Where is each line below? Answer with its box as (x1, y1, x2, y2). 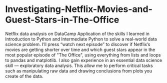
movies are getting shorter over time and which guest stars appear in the (5, 46, 155, 52)
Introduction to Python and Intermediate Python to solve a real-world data (5, 36, 157, 42)
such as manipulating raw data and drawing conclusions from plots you (5, 67, 152, 73)
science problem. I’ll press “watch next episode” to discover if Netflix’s (5, 41, 150, 47)
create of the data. (5, 73, 43, 79)
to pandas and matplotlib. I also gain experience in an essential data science (5, 57, 162, 63)
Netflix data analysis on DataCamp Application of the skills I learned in (5, 30, 150, 36)
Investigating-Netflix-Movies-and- (5, 3, 152, 15)
